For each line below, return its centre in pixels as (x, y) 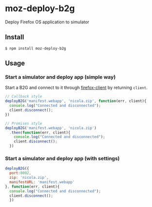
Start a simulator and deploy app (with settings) (62, 158)
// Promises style (24, 123)
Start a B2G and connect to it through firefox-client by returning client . (76, 87)
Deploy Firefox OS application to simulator (47, 22)
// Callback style (24, 97)
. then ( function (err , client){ (40, 132)
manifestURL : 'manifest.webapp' (42, 182)
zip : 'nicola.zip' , (29, 178)
